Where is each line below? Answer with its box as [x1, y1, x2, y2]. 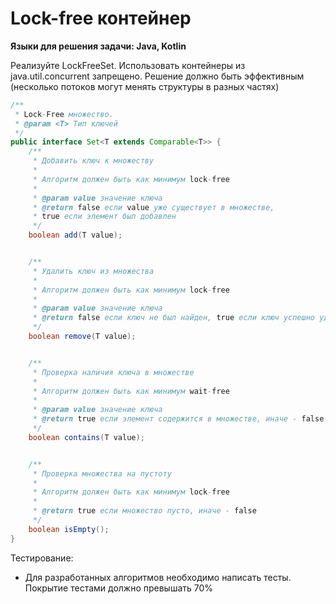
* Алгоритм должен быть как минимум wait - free [32, 386, 230, 396]
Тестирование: [10, 552, 74, 564]
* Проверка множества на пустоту [32, 468, 172, 479]
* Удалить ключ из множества [32, 266, 155, 276]
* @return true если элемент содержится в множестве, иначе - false [32, 414, 325, 424]
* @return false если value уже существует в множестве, [32, 202, 275, 212]
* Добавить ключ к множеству [32, 156, 155, 166]
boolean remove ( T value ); [28, 332, 137, 342]
